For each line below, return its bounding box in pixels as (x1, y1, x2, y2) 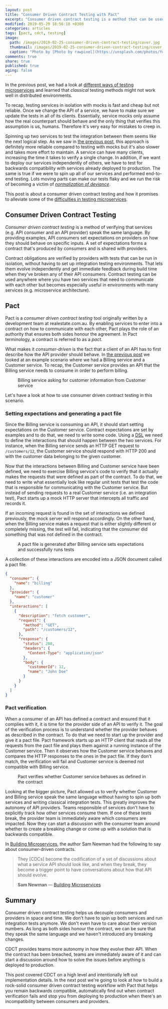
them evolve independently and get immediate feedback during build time (5, 265, 157, 271)
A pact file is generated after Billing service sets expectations (17, 541, 144, 547)
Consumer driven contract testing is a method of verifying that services (5, 224, 152, 230)
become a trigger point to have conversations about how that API (17, 867, 152, 873)
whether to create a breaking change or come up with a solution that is (5, 826, 151, 832)
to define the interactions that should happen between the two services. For (5, 437, 161, 443)
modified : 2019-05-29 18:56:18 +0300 (5, 21, 84, 27)
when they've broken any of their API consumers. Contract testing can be (5, 271, 156, 277)
